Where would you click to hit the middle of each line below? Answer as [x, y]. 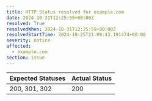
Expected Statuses [38, 78]
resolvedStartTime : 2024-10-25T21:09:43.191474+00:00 [76, 35]
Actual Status [91, 78]
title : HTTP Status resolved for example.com [65, 12]
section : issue [26, 58]
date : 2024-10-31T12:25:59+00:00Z [50, 18]
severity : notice [28, 40]
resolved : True [26, 23]
